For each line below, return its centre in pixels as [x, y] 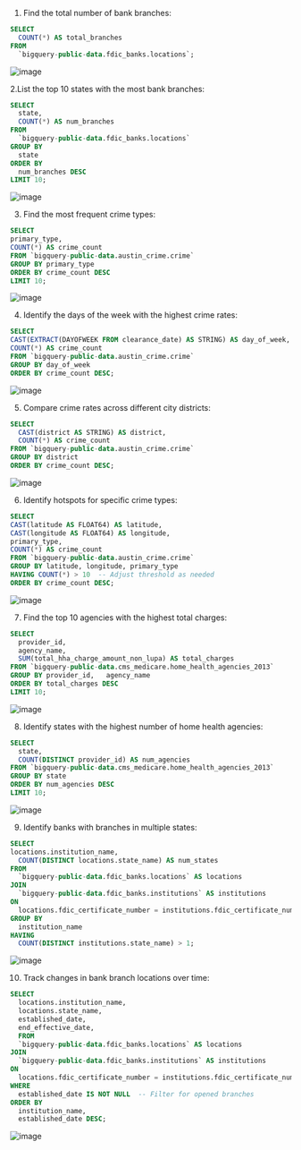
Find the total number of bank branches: [97, 13]
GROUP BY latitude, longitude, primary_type [94, 566]
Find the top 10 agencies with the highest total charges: [125, 618]
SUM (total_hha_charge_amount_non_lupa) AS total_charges [126, 659]
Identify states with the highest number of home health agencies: [143, 726]
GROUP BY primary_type [52, 264]
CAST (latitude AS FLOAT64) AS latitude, [87, 524]
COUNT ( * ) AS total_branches [71, 38]
